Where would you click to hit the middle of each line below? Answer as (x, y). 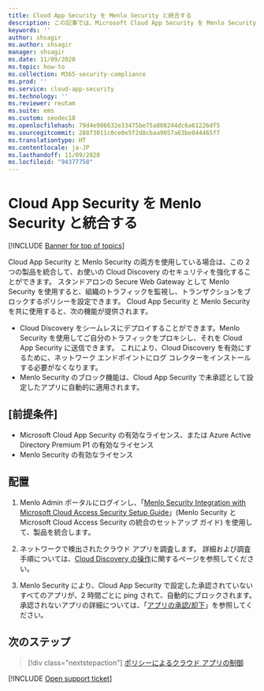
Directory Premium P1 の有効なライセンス (87, 444)
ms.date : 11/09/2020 (42, 60)
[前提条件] (33, 415)
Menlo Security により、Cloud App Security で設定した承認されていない (136, 585)
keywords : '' (30, 30)
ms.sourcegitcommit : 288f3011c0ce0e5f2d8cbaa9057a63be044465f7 (114, 133)
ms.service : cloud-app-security (61, 89)
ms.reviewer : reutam (42, 103)
